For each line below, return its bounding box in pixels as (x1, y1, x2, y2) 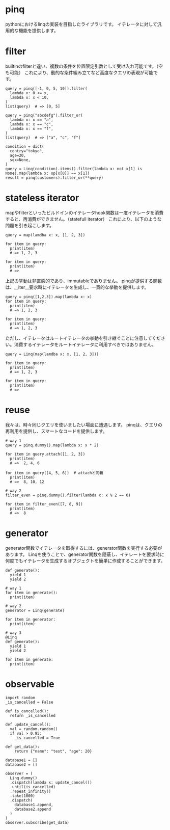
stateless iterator (5, 192, 79, 204)
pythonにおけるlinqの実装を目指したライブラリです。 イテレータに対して (5, 21, 158, 27)
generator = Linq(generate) (5, 608, 65, 613)
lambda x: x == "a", (10, 117, 53, 122)
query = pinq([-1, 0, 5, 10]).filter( (5, 86, 88, 91)
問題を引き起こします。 (5, 222, 54, 228)
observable (5, 678, 54, 690)
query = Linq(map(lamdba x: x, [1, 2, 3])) (5, 352, 99, 357)
